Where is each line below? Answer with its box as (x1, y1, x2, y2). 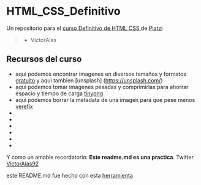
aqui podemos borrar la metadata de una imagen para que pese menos (15, 96, 195, 103)
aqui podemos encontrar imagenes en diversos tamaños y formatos (15, 70, 187, 78)
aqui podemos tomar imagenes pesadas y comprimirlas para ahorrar (15, 83, 189, 90)
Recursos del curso (6, 54, 82, 65)
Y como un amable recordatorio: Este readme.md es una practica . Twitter (6, 153, 194, 161)
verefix (15, 103, 33, 110)
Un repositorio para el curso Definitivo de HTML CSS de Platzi (6, 24, 163, 32)
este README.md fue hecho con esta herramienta (6, 172, 134, 179)
